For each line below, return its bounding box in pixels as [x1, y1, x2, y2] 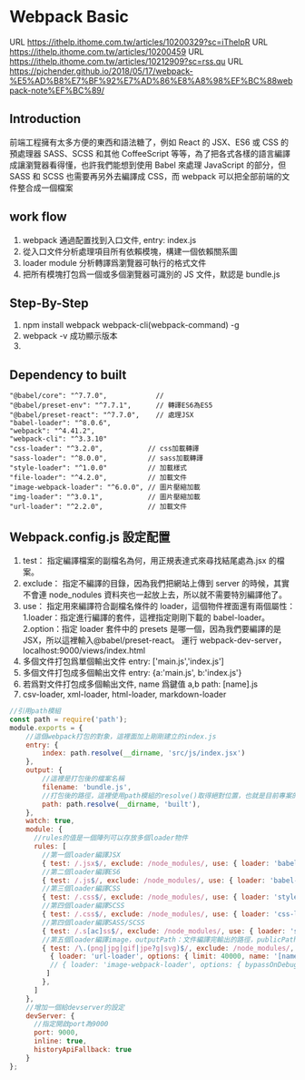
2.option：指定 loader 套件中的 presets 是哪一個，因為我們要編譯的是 [22, 624, 281, 634]
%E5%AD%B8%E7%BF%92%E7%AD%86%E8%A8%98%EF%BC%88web [9, 75, 293, 86]
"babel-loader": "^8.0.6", [9, 419, 112, 428]
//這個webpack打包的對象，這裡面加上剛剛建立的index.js [25, 731, 217, 741]
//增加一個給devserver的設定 [25, 1003, 125, 1012]
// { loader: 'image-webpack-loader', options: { [49, 961, 242, 970]
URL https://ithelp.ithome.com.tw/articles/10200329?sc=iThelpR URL [9, 36, 269, 47]
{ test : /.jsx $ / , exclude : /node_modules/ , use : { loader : [42, 859, 271, 868]
